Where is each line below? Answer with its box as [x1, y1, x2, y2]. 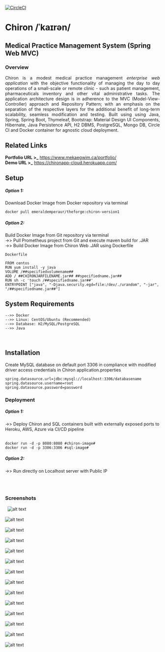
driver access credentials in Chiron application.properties [5, 367, 121, 373]
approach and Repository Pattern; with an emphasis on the [29, 101, 160, 107]
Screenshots [5, 495, 36, 502]
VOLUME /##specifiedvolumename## [5, 269, 74, 275]
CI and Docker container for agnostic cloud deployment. [5, 127, 119, 133]
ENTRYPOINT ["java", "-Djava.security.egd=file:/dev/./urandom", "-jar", [5, 283, 160, 287]
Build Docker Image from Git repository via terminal [5, 232, 109, 238]
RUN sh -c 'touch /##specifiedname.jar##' [5, 278, 93, 283]
